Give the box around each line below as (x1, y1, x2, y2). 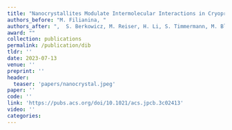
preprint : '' (7, 67, 45, 74)
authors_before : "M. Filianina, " (7, 17, 107, 23)
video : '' (7, 106, 36, 113)
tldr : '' (7, 49, 32, 56)
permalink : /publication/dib (7, 42, 91, 49)
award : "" (7, 29, 36, 36)
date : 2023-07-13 (7, 55, 57, 62)
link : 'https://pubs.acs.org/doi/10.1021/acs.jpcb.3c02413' (7, 100, 184, 107)
